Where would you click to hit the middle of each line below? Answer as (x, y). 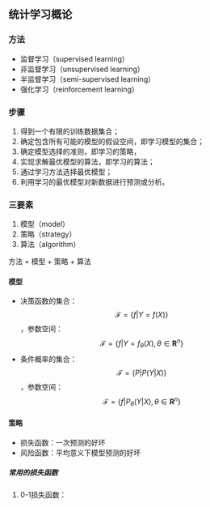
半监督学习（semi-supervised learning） (88, 79)
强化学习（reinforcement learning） (79, 89)
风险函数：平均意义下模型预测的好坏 (80, 453)
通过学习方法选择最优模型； (66, 172)
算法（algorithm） (50, 245)
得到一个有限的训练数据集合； (69, 131)
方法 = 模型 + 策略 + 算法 (50, 262)
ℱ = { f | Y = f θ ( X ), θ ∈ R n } (142, 343)
